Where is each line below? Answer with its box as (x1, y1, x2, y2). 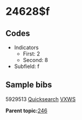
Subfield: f (14, 63, 40, 70)
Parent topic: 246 (5, 107, 48, 114)
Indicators (14, 44, 39, 51)
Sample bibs (5, 80, 53, 90)
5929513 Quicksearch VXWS (5, 95, 76, 102)
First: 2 (22, 50, 40, 57)
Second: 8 (22, 57, 48, 63)
